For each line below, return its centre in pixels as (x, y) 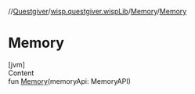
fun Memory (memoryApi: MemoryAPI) (70, 81)
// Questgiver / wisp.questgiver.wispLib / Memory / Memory (97, 11)
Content (21, 73)
